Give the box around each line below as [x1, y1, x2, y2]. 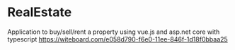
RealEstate [7, 4, 72, 20]
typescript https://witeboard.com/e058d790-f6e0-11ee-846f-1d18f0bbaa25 [7, 35, 228, 43]
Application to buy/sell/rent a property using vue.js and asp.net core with [7, 27, 220, 36]
